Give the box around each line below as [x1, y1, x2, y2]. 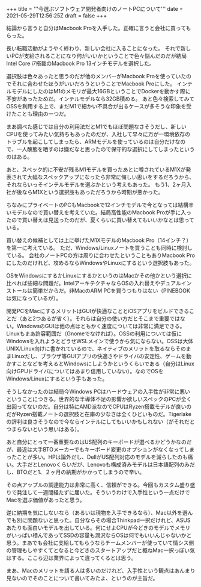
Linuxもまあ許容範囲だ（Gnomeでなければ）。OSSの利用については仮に [6, 330, 182, 337]
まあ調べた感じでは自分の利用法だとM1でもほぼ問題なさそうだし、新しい [6, 123, 187, 130]
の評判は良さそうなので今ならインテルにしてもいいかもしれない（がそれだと [6, 418, 195, 425]
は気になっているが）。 [6, 294, 62, 302]
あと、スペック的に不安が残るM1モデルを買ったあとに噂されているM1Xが [6, 166, 186, 173]
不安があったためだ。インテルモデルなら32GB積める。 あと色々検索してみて [6, 95, 195, 102]
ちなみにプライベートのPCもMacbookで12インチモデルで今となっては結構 [6, 201, 189, 208]
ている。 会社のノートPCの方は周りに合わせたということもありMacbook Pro [6, 252, 195, 259]
